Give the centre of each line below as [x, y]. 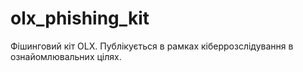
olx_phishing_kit [80, 18]
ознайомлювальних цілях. [66, 56]
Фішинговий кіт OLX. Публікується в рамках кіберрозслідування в [152, 46]
